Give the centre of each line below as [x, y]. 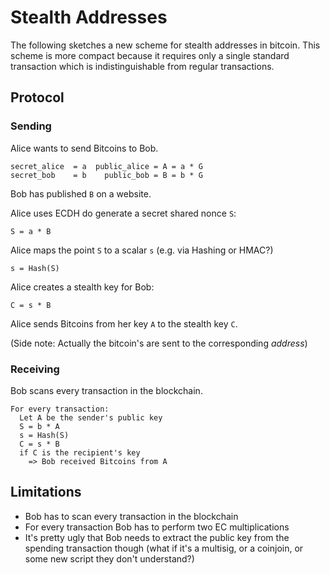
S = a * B [31, 231]
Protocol [37, 97]
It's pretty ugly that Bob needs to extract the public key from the [157, 537]
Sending [31, 126]
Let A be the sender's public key [91, 417]
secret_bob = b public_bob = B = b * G [106, 175]
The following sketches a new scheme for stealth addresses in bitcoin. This [165, 45]
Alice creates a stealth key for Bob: [82, 287]
